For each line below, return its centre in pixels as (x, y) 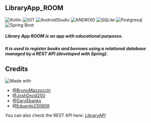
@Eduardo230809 (31, 106)
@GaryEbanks (27, 101)
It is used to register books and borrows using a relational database (75, 48)
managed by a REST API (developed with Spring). (57, 54)
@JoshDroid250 (29, 95)
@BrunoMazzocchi (31, 90)
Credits (17, 69)
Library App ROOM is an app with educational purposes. (64, 36)
